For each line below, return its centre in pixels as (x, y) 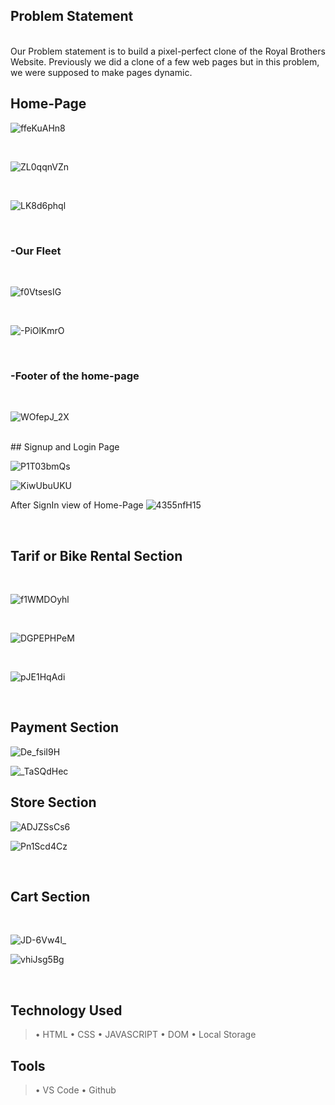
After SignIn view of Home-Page (77, 505)
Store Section (53, 802)
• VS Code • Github (75, 1090)
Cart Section (50, 897)
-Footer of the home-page (75, 376)
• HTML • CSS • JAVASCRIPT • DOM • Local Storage (145, 1035)
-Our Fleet (36, 251)
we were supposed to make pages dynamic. (101, 72)
